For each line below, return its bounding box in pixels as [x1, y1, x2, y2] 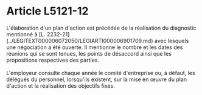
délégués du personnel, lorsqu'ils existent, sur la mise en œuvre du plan [6, 76, 187, 83]
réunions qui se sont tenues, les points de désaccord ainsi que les [6, 50, 172, 57]
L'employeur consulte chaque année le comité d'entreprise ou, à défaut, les [6, 69, 196, 76]
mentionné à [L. [6, 30, 46, 38]
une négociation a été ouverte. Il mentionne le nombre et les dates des [6, 44, 183, 51]
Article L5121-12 [6, 4, 89, 18]
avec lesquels [154, 37, 189, 44]
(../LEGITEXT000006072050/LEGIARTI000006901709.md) [6, 37, 153, 44]
